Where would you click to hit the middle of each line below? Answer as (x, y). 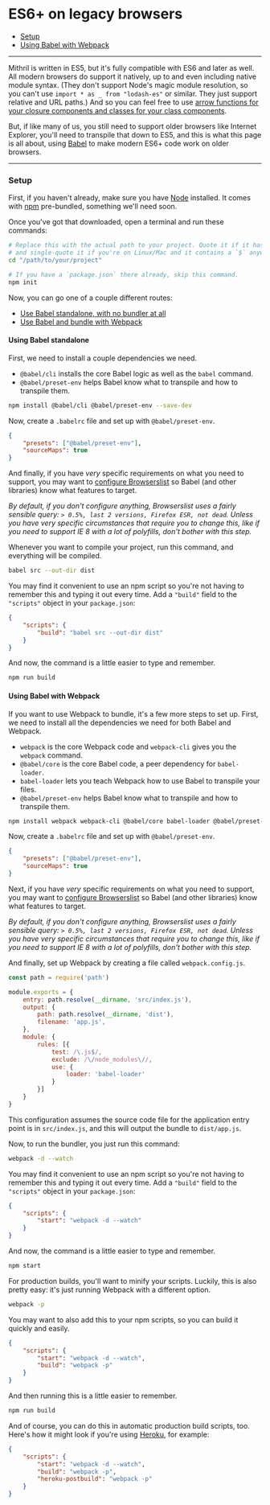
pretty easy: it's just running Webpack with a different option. (110, 1289)
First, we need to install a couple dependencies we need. (102, 358)
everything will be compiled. (55, 556)
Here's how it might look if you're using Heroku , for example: (109, 1434)
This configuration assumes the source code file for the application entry (129, 1120)
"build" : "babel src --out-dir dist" (100, 632)
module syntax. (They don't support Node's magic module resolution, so (129, 84)
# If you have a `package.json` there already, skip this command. (124, 274)
